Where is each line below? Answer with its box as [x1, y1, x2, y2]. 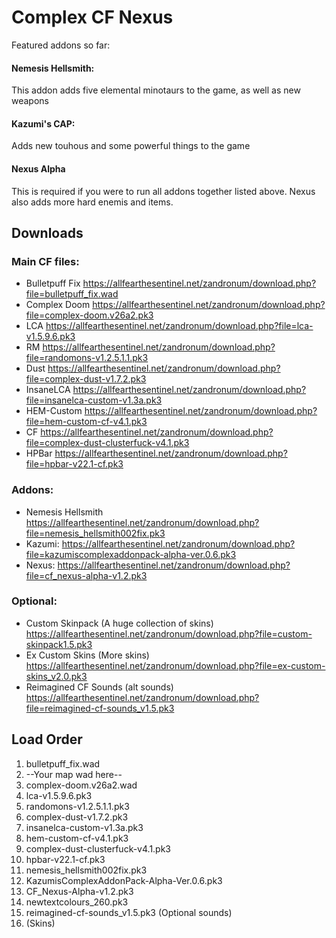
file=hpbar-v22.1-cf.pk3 [25, 458, 124, 470]
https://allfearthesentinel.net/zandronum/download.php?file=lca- [45, 320, 314, 332]
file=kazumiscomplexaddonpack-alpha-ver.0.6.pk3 [25, 548, 237, 560]
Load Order [11, 731, 83, 748]
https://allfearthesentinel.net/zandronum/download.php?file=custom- [25, 627, 313, 640]
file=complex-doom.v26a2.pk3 [25, 309, 154, 321]
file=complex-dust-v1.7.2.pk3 [25, 373, 147, 385]
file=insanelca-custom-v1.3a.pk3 [25, 394, 163, 406]
